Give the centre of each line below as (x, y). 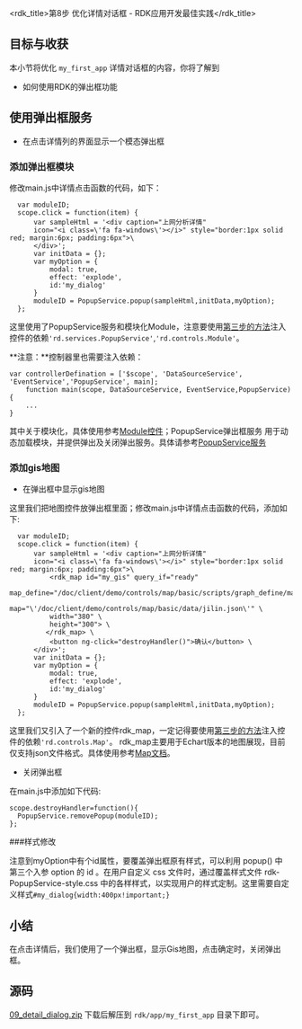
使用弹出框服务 (51, 118)
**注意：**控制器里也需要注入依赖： (76, 357)
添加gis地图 (35, 467)
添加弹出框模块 (42, 166)
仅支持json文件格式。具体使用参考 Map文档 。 (92, 753)
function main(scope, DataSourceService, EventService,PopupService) (159, 389)
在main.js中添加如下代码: (55, 791)
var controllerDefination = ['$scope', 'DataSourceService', (126, 374)
